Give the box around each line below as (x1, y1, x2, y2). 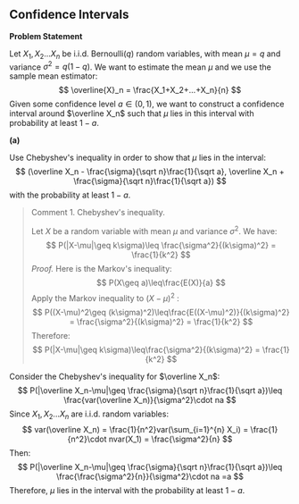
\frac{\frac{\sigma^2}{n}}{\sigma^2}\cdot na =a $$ (56, 471, 244, 482)
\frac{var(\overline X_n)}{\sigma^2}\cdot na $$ (63, 394, 237, 405)
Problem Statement (9, 30, 83, 41)
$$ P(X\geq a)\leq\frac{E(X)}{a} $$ (96, 277, 226, 288)
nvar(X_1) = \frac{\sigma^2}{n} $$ (108, 433, 233, 445)
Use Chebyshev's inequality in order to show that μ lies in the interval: (9, 152, 266, 164)
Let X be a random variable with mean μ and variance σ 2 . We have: (30, 224, 278, 236)
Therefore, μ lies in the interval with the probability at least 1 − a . (9, 485, 245, 496)
